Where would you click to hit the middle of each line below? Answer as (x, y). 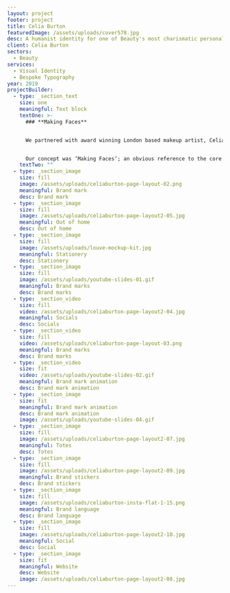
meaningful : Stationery (53, 254)
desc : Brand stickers (50, 484)
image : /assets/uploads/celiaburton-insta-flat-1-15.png (102, 503)
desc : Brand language (50, 516)
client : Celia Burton (38, 45)
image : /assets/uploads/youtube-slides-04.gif (87, 420)
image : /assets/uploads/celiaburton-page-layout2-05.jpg (102, 216)
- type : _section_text (46, 97)
